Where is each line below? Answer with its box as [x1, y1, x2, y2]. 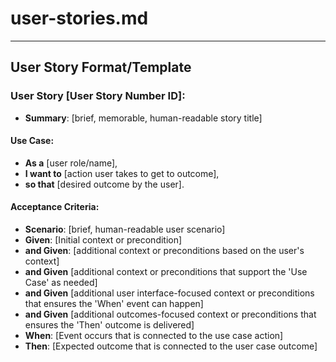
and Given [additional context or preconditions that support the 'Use [24, 266, 308, 278]
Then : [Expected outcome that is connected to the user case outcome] [24, 340, 318, 352]
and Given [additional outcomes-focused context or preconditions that [24, 308, 317, 321]
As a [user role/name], [24, 157, 118, 169]
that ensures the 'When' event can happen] [24, 298, 204, 310]
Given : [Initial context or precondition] [24, 234, 183, 246]
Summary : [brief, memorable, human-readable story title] [24, 112, 263, 124]
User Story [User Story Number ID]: [10, 89, 186, 103]
